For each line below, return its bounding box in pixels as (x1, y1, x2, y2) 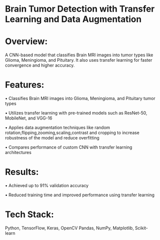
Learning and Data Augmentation (5, 14, 142, 25)
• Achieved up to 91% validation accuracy (5, 183, 89, 188)
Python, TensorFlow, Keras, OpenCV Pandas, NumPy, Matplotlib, (5, 225, 134, 231)
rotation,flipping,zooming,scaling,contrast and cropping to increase (5, 130, 140, 136)
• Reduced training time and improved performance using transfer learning (5, 192, 155, 198)
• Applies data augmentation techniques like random (5, 125, 111, 131)
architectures (5, 150, 32, 155)
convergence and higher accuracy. (5, 62, 75, 69)
